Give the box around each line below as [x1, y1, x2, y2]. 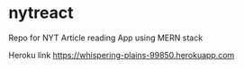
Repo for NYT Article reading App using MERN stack [8, 32, 203, 43]
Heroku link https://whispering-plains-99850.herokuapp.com [8, 49, 235, 60]
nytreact [8, 3, 74, 23]
